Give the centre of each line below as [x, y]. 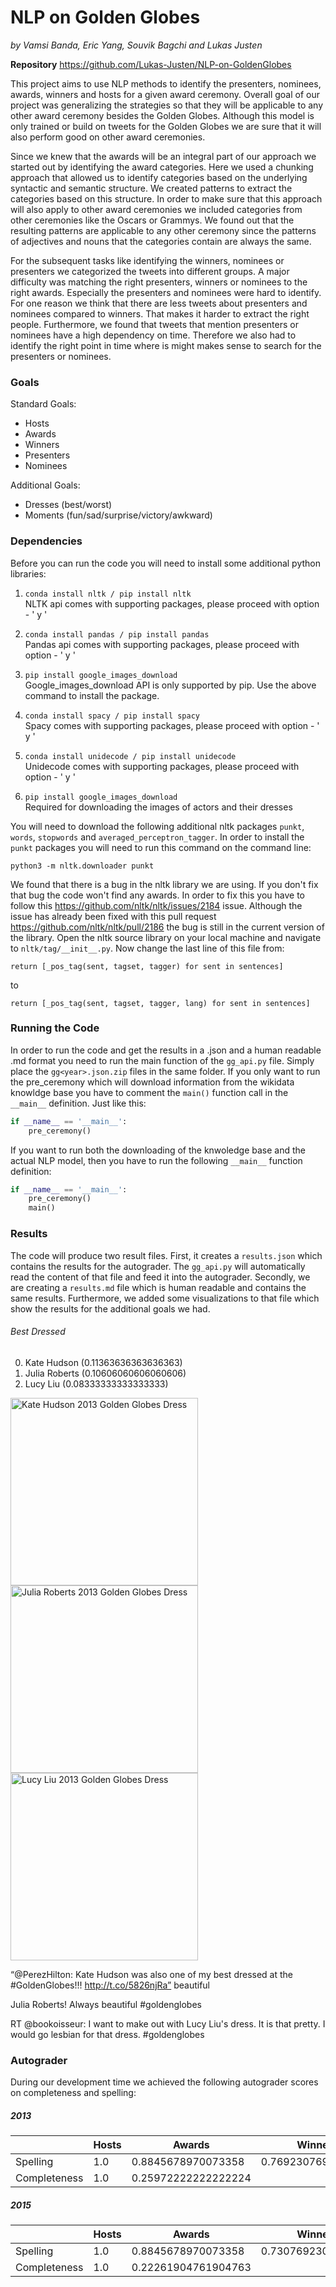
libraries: [28, 573]
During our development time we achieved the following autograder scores [164, 2082]
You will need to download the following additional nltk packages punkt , [157, 826]
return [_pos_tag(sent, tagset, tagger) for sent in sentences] [147, 966]
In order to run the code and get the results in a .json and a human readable [166, 1050]
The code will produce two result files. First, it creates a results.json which [166, 1255]
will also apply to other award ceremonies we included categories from [156, 209]
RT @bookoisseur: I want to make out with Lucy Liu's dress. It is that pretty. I [168, 2023]
